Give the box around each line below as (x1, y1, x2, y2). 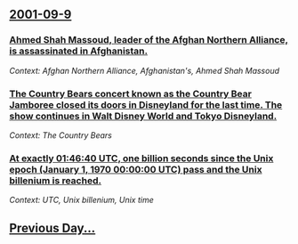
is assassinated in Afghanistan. (9, 45, 149, 57)
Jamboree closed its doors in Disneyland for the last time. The (9, 98, 283, 110)
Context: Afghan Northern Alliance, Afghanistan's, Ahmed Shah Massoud (9, 65, 280, 76)
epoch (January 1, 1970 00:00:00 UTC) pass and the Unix (9, 163, 262, 175)
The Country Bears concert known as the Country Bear (9, 87, 252, 100)
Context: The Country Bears (9, 129, 113, 141)
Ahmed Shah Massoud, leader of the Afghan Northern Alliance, (9, 34, 289, 46)
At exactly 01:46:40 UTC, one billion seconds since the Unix (9, 151, 274, 164)
